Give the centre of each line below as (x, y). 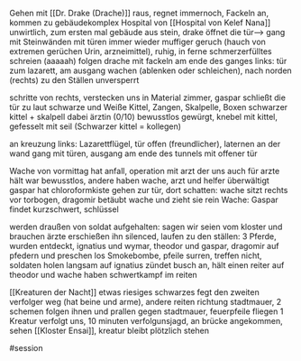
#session (26, 348)
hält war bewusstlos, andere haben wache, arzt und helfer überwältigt (140, 180)
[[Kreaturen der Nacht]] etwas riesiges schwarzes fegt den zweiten (134, 292)
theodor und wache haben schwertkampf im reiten (104, 275)
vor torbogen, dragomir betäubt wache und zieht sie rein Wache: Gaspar (144, 199)
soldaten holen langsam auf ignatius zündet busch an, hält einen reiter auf (147, 265)
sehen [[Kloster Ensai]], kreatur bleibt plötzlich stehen (109, 330)
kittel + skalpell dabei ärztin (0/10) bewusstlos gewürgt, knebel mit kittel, (143, 117)
